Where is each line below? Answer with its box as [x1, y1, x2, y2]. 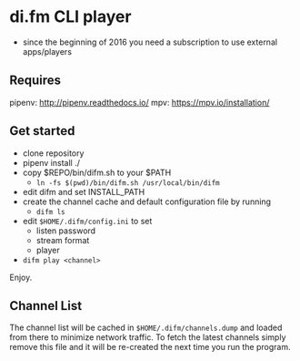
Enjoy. [9, 272, 33, 283]
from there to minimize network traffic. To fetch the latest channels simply [9, 332, 286, 343]
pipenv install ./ [22, 157, 80, 168]
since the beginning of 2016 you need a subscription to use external [22, 36, 278, 47]
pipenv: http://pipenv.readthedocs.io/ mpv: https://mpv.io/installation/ [9, 97, 270, 108]
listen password [35, 225, 96, 236]
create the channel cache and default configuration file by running [22, 196, 271, 207]
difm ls [35, 207, 65, 216]
